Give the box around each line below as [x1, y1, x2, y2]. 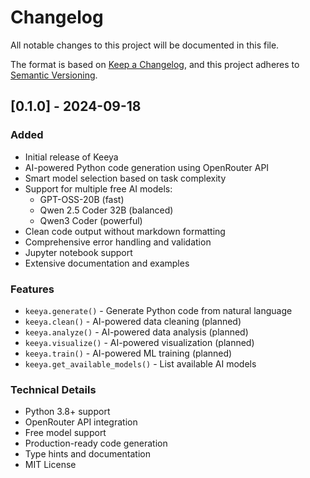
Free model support [24, 427, 107, 439]
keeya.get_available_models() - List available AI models [24, 357, 257, 370]
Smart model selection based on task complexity [24, 172, 227, 184]
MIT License [24, 459, 77, 471]
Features [10, 282, 55, 296]
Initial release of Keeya [24, 151, 119, 163]
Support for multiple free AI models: [24, 182, 173, 195]
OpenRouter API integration [24, 416, 138, 428]
